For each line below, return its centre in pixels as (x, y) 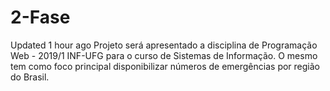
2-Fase (40, 17)
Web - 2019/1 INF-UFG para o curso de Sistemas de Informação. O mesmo (164, 55)
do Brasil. (30, 77)
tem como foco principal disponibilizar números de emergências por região (165, 66)
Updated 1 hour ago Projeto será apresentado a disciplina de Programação (164, 45)
